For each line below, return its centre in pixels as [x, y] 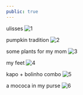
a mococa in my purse [33, 86]
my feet [15, 63]
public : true [22, 12]
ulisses [15, 28]
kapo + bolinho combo [33, 74]
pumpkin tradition [28, 40]
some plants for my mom [36, 51]
